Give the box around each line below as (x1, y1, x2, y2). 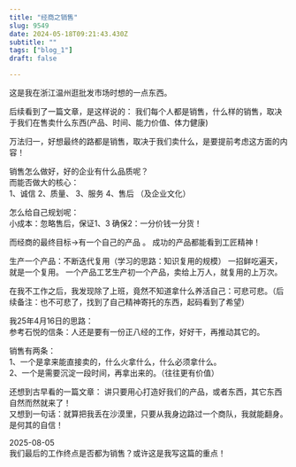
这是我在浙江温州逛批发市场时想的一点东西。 (9, 88, 172, 97)
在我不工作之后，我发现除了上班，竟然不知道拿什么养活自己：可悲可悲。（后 (9, 285, 285, 296)
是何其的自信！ (9, 420, 64, 430)
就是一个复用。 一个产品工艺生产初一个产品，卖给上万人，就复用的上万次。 (9, 267, 283, 277)
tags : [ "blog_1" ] (9, 46, 73, 55)
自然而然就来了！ (9, 398, 72, 408)
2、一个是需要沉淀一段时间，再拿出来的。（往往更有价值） (9, 368, 219, 377)
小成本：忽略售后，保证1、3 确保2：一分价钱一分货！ (9, 218, 202, 229)
